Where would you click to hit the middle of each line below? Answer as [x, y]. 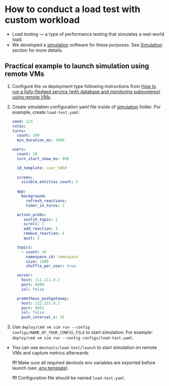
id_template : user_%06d [42, 168]
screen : [25, 177]
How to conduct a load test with [73, 9]
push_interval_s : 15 [43, 317]
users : [19, 149]
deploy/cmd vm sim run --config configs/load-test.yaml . [73, 338]
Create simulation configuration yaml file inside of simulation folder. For [86, 107]
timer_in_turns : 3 [45, 205]
